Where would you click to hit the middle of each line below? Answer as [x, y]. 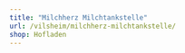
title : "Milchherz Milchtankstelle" [78, 18]
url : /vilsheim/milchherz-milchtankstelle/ [93, 26]
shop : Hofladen [38, 34]
